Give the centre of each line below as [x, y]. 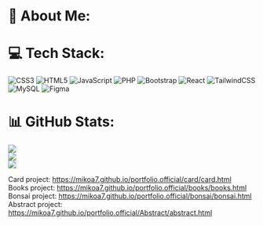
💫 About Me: [49, 16]
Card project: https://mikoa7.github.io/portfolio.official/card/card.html [120, 180]
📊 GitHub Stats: [62, 122]
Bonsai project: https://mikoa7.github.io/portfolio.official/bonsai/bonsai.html [130, 196]
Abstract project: [35, 205]
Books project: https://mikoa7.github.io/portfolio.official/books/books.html [128, 188]
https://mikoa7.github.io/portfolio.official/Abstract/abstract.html [110, 213]
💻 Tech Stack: [57, 53]
